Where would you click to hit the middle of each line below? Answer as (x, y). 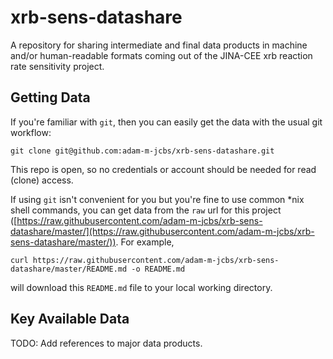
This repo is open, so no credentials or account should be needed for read (163, 169)
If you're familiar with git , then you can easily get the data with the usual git (166, 122)
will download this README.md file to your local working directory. (141, 287)
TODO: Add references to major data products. (106, 343)
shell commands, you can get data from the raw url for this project (146, 210)
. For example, (145, 242)
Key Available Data (70, 319)
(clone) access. (42, 180)
